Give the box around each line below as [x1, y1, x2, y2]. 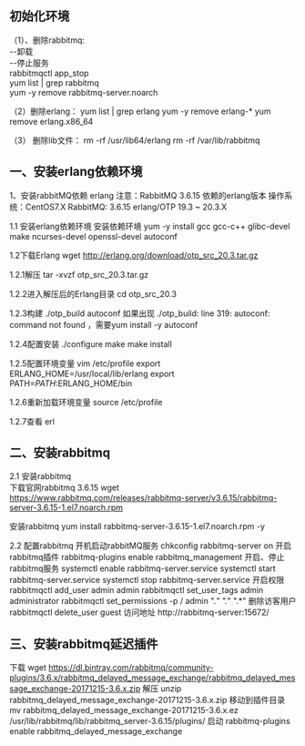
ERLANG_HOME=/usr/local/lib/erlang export [9, 368, 175, 379]
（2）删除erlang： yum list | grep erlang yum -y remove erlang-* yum [9, 106, 271, 117]
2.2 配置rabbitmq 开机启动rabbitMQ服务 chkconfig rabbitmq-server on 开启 [9, 540, 292, 551]
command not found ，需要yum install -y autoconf [9, 319, 198, 330]
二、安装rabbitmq [9, 445, 111, 461]
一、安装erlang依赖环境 [9, 164, 143, 179]
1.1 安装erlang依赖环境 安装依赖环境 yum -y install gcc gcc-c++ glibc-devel [9, 220, 290, 231]
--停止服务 [9, 57, 49, 68]
